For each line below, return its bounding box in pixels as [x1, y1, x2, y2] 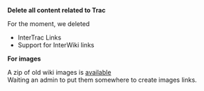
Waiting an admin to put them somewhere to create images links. [7, 75, 198, 84]
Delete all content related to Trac [7, 6, 106, 14]
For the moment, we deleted [7, 20, 90, 28]
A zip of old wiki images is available [7, 68, 112, 76]
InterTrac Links [17, 33, 62, 42]
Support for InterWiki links [17, 41, 95, 49]
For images [7, 54, 41, 63]
